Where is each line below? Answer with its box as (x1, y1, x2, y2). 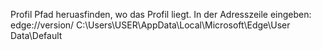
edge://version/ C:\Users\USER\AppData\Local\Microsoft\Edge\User (10, 19, 291, 31)
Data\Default (10, 30, 63, 41)
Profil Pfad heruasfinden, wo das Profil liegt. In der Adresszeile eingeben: (10, 9, 312, 20)
